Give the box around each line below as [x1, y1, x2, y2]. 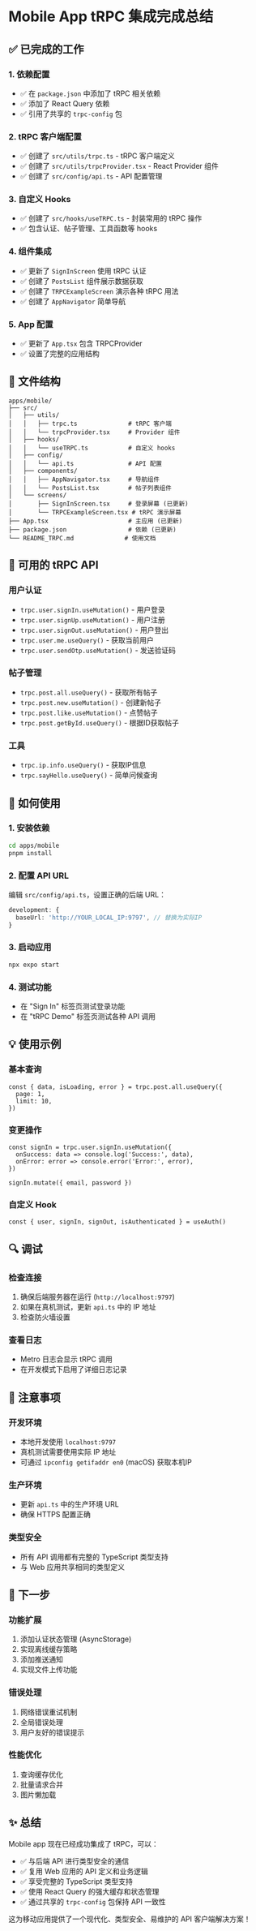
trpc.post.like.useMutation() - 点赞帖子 [19, 707, 158, 717]
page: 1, [15, 1090, 45, 1098]
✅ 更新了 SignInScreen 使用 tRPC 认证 [19, 265, 147, 276]
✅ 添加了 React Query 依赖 [19, 98, 110, 108]
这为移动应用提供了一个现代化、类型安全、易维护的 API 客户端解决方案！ [8, 1914, 251, 1924]
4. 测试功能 [8, 981, 52, 992]
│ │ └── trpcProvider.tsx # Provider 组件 [8, 428, 181, 437]
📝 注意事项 [8, 1391, 61, 1404]
